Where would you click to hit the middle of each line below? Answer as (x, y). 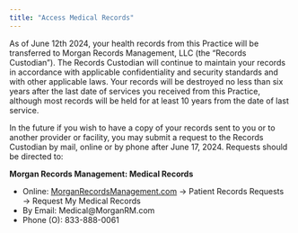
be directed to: (36, 156)
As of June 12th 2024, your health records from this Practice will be (134, 43)
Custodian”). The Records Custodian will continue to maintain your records (147, 62)
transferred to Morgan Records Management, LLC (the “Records (128, 53)
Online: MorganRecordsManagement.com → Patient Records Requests (153, 191)
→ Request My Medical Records (81, 201)
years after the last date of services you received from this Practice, (135, 91)
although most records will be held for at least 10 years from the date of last (149, 101)
